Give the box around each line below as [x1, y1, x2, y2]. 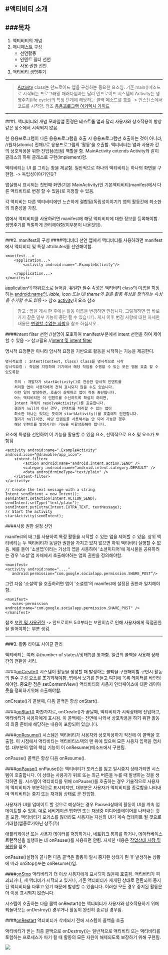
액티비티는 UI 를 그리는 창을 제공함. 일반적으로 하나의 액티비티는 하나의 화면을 [5, 165, 156, 171]
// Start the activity [5, 509, 52, 514]
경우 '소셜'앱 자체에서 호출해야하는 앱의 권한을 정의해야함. [10, 552, 122, 558]
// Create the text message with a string [5, 487, 95, 492]
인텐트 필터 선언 [19, 57, 51, 63]
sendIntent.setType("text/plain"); [5, 500, 79, 505]
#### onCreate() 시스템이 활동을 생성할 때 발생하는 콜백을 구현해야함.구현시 [5, 669, 153, 675]
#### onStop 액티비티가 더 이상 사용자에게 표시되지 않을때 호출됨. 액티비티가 [5, 871, 155, 877]
